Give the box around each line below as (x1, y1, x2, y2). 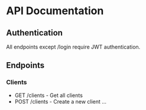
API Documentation (6, 4, 104, 18)
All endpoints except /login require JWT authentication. (6, 43, 141, 50)
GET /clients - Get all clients (14, 92, 83, 99)
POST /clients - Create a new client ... (14, 98, 106, 105)
